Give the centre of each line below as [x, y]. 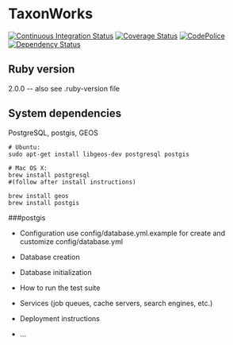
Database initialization [56, 272]
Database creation [50, 257]
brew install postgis [44, 203]
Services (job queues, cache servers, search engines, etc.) [116, 303]
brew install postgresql [49, 175]
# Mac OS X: [28, 168]
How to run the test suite [60, 288]
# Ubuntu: [25, 147]
